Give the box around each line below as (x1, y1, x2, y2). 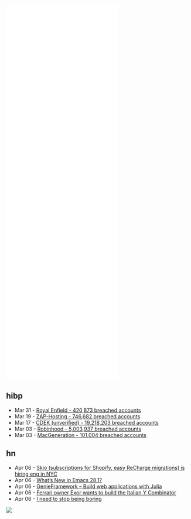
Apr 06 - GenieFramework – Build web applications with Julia (14, 483, 162, 490)
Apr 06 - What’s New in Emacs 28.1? (14, 476, 103, 483)
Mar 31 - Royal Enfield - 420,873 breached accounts (14, 407, 141, 414)
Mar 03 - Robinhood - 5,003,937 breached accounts (14, 425, 142, 432)
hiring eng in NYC (14, 470, 57, 477)
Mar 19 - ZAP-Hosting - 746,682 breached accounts (14, 412, 141, 420)
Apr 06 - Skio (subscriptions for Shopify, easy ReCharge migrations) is (14, 464, 185, 471)
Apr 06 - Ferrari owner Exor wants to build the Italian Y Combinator (14, 489, 176, 496)
